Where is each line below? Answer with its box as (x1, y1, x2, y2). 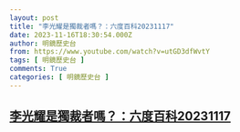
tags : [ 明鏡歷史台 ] (9, 56, 85, 65)
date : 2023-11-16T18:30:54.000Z (9, 30, 132, 39)
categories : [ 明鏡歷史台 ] (9, 73, 110, 82)
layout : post (9, 13, 59, 23)
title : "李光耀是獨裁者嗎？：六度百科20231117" (9, 22, 175, 31)
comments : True (9, 65, 68, 74)
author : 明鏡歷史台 (9, 38, 77, 48)
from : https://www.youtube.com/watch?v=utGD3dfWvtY (9, 47, 210, 56)
